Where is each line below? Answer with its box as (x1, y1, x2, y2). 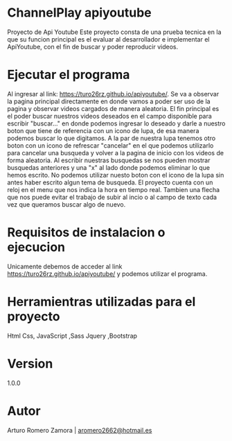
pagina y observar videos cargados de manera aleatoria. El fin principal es (7, 104, 220, 112)
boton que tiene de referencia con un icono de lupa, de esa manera (7, 126, 199, 135)
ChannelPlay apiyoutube (7, 5, 152, 21)
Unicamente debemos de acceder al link (7, 262, 123, 270)
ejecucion (7, 239, 66, 255)
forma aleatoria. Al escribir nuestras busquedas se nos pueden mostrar (7, 156, 211, 164)
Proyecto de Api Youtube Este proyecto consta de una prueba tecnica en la (7, 28, 222, 36)
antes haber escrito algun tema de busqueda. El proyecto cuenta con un (7, 178, 213, 187)
